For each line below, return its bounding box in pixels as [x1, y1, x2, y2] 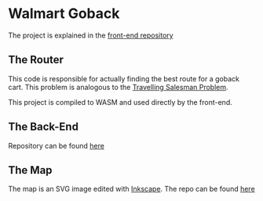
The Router [8, 53, 64, 66]
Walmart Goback [8, 5, 120, 23]
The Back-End [8, 120, 79, 134]
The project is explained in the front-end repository [8, 31, 174, 40]
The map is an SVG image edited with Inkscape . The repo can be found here [8, 185, 255, 194]
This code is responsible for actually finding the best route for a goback [8, 74, 239, 83]
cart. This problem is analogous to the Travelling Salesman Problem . [8, 82, 229, 92]
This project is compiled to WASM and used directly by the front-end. [8, 97, 233, 106]
